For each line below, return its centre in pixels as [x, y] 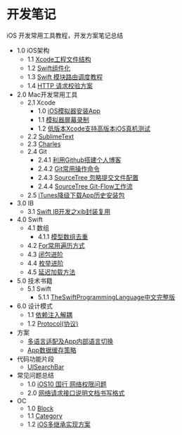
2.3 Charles [44, 144]
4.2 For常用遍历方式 [56, 245]
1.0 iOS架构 [33, 50]
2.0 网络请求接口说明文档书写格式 [76, 393]
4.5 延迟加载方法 [51, 272]
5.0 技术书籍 [35, 280]
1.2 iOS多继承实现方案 [59, 424]
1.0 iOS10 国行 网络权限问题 [67, 384]
